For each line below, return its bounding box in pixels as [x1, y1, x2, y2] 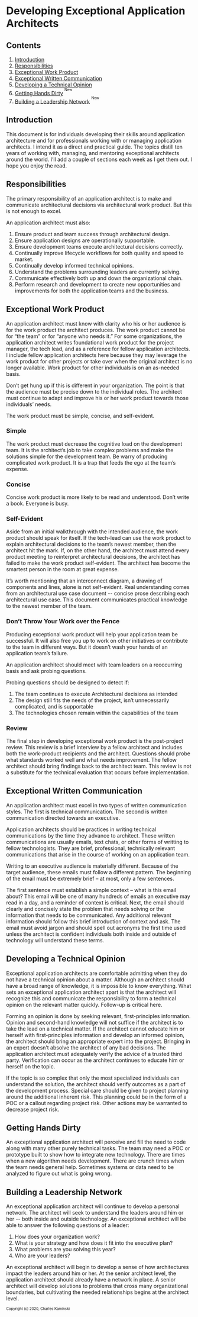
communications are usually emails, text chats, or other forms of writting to [6, 838, 189, 845]
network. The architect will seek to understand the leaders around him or [6, 1209, 184, 1216]
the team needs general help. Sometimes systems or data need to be [6, 1164, 174, 1171]
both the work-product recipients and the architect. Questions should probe [6, 750, 191, 757]
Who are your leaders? [14, 1252, 70, 1259]
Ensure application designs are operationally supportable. [14, 237, 155, 244]
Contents [6, 40, 41, 50]
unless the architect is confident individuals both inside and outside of [6, 930, 177, 938]
